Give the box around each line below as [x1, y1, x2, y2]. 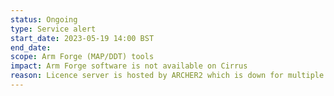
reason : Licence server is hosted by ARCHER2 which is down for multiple [10, 71, 325, 81]
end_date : [10, 42, 52, 53]
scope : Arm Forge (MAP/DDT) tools [10, 52, 155, 62]
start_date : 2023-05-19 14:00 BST [10, 33, 155, 43]
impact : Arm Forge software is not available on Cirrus [10, 61, 248, 71]
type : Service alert [10, 24, 97, 34]
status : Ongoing [10, 14, 78, 25]
